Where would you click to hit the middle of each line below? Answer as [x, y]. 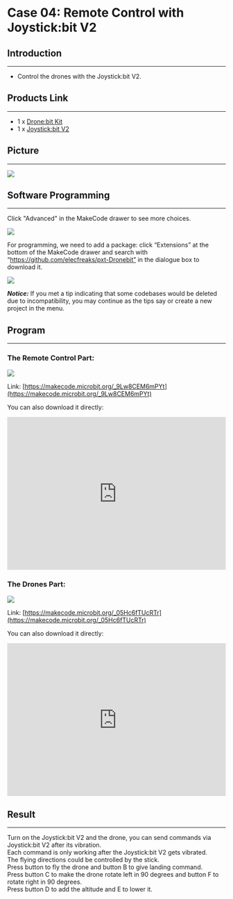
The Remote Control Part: [51, 358]
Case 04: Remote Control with [96, 13]
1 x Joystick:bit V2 [43, 129]
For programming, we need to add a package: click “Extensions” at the [108, 245]
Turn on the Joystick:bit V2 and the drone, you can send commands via [109, 838]
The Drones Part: [36, 584]
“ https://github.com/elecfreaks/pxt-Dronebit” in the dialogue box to [103, 260]
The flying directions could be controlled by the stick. [83, 860]
